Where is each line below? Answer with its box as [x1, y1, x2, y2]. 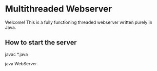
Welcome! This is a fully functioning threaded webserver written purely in [5, 19, 153, 25]
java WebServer [5, 60, 38, 66]
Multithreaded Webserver [5, 3, 112, 14]
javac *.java [5, 51, 28, 57]
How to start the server [5, 39, 77, 47]
